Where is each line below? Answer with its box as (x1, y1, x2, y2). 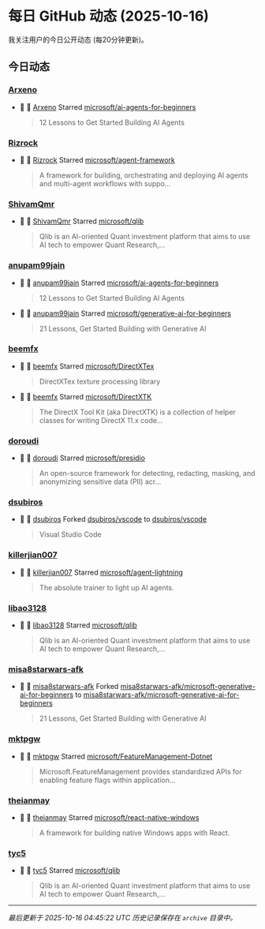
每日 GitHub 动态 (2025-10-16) (8, 7, 209, 25)
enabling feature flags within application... (39, 775, 176, 785)
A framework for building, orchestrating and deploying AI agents (39, 170, 248, 180)
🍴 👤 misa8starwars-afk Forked (19, 682, 119, 691)
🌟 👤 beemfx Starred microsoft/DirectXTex (19, 361, 155, 371)
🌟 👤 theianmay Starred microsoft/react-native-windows (19, 812, 200, 822)
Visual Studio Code (39, 530, 102, 539)
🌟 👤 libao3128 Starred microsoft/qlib (19, 620, 138, 630)
